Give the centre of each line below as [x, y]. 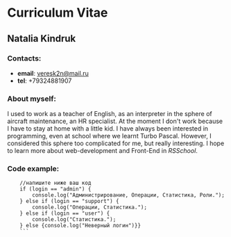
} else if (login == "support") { [69, 202]
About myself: [32, 99]
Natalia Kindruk [42, 39]
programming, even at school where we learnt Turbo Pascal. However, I [109, 136]
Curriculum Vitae [58, 13]
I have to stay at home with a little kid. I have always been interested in [108, 129]
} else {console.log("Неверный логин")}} [80, 226]
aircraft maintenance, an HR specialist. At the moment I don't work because [115, 121]
